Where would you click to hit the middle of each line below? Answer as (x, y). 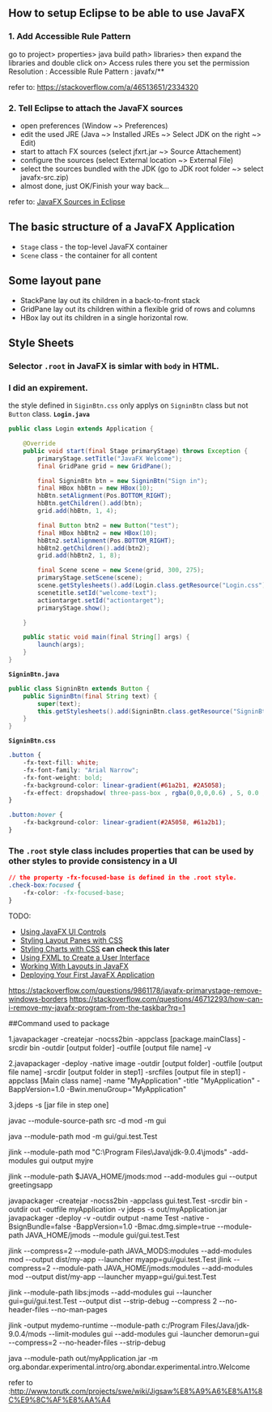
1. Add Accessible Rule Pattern (70, 36)
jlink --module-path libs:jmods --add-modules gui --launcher (110, 1292)
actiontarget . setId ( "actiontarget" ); (101, 600)
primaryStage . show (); (74, 608)
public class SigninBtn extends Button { (79, 688)
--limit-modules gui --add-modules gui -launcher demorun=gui (154, 1333)
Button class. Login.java (49, 414)
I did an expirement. (48, 387)
